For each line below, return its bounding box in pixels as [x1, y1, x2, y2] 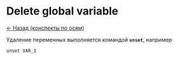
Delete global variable [6, 4, 119, 18]
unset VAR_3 [6, 47, 36, 54]
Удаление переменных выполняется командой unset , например [6, 36, 173, 43]
